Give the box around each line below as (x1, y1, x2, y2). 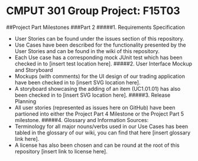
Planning (14, 97, 37, 104)
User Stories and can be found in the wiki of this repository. (14, 47, 160, 54)
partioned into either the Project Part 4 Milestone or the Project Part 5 (14, 110, 184, 117)
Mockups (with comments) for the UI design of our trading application (14, 73, 185, 80)
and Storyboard (14, 66, 53, 73)
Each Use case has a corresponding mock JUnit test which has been (14, 54, 183, 61)
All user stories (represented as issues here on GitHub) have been (14, 104, 176, 111)
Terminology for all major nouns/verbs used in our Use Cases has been (14, 123, 189, 130)
